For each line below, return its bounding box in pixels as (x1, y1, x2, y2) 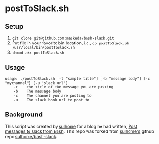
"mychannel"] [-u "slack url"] (5, 80, 68, 85)
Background (5, 111, 43, 119)
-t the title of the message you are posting (14, 85, 114, 89)
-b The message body (14, 89, 62, 94)
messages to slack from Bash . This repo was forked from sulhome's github (5, 129, 155, 134)
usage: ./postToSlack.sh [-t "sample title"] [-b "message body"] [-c (5, 76, 150, 81)
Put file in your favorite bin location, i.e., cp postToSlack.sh (12, 40, 130, 46)
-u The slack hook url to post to (14, 97, 90, 102)
